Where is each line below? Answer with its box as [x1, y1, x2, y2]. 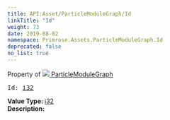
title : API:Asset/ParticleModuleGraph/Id [7, 10, 132, 18]
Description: [7, 104, 45, 113]
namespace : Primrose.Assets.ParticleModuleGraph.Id [7, 37, 163, 44]
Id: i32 [7, 83, 34, 92]
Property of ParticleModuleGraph [7, 70, 113, 78]
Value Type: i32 [7, 97, 55, 105]
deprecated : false [7, 43, 62, 50]
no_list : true [7, 50, 50, 57]
